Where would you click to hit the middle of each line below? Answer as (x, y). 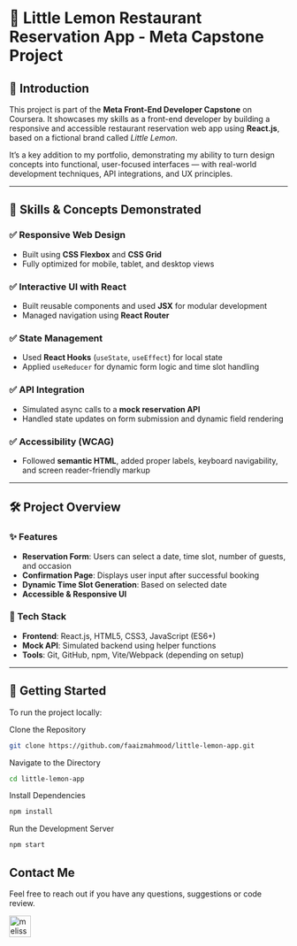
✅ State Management (56, 338)
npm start (27, 845)
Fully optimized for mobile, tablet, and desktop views (118, 264)
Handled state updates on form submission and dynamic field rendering (153, 419)
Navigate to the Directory (55, 762)
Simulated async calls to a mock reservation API (111, 409)
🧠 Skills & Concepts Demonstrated (105, 210)
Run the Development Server (62, 829)
